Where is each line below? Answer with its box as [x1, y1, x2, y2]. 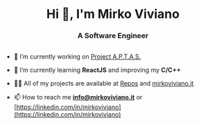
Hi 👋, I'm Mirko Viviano [46, 6, 180, 22]
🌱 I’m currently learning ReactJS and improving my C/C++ [13, 66, 182, 75]
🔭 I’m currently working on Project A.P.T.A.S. [13, 52, 141, 61]
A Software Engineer [77, 31, 149, 41]
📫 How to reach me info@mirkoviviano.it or [13, 93, 143, 102]
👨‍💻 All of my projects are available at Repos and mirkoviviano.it [13, 79, 194, 88]
